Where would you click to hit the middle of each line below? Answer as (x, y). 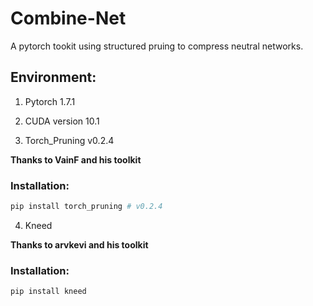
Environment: (53, 77)
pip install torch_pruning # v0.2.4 (86, 207)
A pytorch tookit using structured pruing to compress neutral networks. (157, 46)
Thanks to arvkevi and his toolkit (79, 244)
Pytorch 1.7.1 (50, 101)
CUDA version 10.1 (62, 121)
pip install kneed (48, 292)
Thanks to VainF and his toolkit (76, 159)
